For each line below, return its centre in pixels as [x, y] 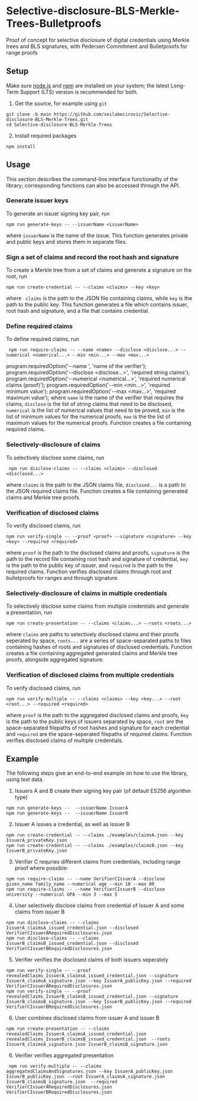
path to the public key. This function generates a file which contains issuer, [97, 304]
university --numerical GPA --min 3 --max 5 [62, 894]
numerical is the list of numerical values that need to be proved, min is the [95, 410]
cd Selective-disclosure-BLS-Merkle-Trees [59, 125]
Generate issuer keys [38, 201]
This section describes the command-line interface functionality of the [92, 179]
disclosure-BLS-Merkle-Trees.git [47, 119]
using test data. [25, 779]
